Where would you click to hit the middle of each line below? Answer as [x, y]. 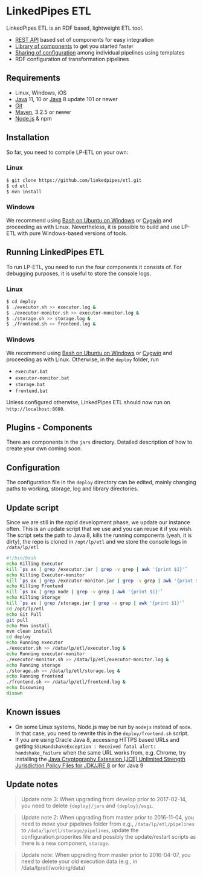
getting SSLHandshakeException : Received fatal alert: [85, 746]
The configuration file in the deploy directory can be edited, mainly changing [101, 482]
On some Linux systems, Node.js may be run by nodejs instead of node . [103, 727]
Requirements [33, 78]
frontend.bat [31, 391]
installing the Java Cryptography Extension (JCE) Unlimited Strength [100, 759]
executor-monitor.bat [42, 378]
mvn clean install [29, 632]
